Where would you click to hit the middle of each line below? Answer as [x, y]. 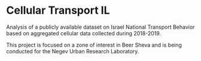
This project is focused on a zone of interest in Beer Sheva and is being [94, 45]
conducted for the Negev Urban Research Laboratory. [73, 51]
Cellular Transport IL [58, 10]
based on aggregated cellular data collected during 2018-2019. [84, 33]
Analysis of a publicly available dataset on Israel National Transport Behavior [100, 27]
